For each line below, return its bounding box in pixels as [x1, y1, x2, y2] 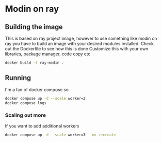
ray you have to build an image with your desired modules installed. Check [5, 41, 154, 47]
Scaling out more [5, 112, 46, 119]
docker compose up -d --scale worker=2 [5, 96, 86, 101]
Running [5, 74, 32, 82]
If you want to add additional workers [5, 123, 80, 129]
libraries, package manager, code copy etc [5, 51, 91, 57]
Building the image [5, 23, 63, 31]
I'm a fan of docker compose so [5, 86, 69, 93]
